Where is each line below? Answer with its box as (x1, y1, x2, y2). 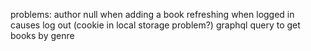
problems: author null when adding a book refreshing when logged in (10, 9, 295, 20)
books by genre (10, 30, 75, 41)
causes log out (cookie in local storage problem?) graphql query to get (10, 19, 301, 31)
